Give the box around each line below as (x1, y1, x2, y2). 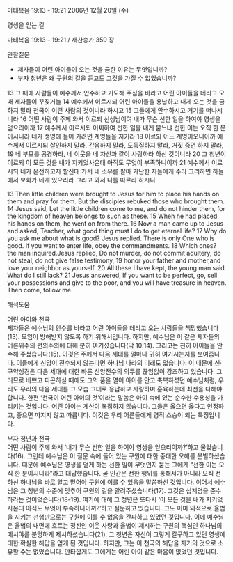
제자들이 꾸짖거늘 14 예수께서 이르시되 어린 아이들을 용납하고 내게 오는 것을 (14, 97, 218, 106)
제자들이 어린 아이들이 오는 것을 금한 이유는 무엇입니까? (17, 65, 168, 73)
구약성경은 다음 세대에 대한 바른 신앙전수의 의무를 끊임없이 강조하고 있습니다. (7, 368, 216, 375)
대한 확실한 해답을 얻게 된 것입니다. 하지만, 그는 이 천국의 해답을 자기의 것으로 (7, 539, 217, 547)
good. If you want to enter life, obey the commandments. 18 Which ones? (7, 242, 217, 249)
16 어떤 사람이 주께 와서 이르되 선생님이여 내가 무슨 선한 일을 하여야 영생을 (19, 115, 221, 123)
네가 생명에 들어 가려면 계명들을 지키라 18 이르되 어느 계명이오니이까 (31, 132, 216, 141)
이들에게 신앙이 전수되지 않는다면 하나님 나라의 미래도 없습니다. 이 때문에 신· (16, 359, 223, 367)
